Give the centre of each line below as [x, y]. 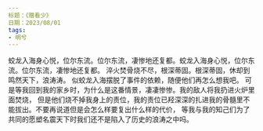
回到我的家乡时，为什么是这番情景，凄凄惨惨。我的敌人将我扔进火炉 [138, 90]
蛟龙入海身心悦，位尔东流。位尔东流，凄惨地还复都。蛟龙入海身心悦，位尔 [128, 60]
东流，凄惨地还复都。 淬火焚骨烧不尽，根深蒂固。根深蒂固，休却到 [142, 71]
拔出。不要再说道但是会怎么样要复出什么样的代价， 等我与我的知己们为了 [132, 110]
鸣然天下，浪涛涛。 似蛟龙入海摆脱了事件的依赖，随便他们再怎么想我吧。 [126, 80]
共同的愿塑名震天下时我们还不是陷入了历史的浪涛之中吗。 [101, 119]
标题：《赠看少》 [30, 15]
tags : [17, 30]
